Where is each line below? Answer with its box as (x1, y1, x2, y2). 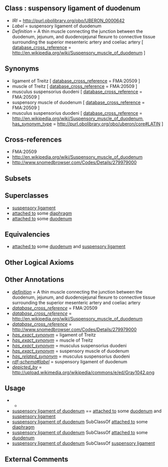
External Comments (5, 455, 68, 463)
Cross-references (5, 135, 62, 144)
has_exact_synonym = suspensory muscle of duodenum (12, 348, 129, 354)
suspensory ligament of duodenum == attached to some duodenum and (12, 408, 162, 414)
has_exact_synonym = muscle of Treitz (12, 337, 94, 343)
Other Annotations (5, 275, 64, 284)
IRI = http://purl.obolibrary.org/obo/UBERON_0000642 (12, 17, 125, 23)
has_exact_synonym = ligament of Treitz (12, 332, 96, 338)
